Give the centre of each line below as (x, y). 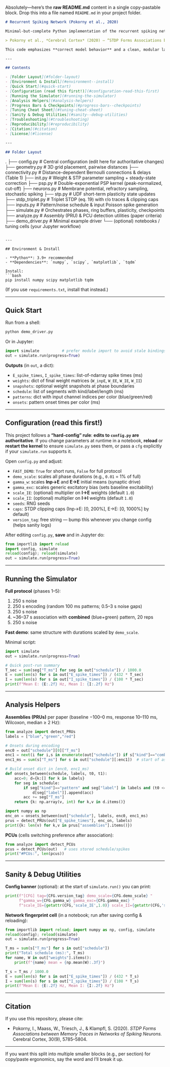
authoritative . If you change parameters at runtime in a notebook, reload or (84, 440)
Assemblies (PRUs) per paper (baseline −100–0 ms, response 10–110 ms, (81, 717)
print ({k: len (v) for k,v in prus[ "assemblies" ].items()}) (69, 825)
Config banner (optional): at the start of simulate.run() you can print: (78, 887)
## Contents (18, 68)
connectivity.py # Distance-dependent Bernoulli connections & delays (78, 173)
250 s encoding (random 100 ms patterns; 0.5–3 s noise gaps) (77, 606)
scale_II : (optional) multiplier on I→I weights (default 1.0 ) (73, 498)
